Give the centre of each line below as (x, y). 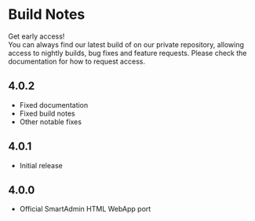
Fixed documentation (54, 105)
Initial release (41, 165)
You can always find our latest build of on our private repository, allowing (126, 44)
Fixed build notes (47, 113)
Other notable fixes (51, 122)
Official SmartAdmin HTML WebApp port (85, 209)
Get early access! (36, 36)
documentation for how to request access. (76, 61)
